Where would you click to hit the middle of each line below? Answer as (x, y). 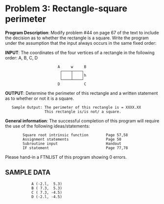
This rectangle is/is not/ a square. (83, 112)
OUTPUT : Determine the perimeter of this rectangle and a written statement (82, 93)
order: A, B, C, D (22, 58)
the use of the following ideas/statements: (47, 126)
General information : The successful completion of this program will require (82, 120)
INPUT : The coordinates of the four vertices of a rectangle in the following (80, 53)
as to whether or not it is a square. (40, 98)
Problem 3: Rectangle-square (66, 9)
